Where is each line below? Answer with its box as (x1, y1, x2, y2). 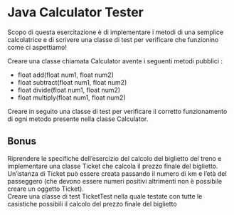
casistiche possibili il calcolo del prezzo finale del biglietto (7, 199, 177, 208)
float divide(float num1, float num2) (17, 85, 121, 94)
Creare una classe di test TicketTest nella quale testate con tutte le (7, 192, 203, 200)
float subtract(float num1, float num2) (17, 78, 127, 86)
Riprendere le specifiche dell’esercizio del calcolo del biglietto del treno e (7, 154, 222, 162)
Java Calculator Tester (7, 4, 144, 21)
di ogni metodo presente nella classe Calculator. (7, 115, 149, 123)
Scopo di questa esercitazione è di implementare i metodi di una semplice (7, 28, 224, 36)
